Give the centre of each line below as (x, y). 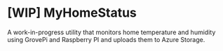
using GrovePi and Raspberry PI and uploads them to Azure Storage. (106, 39)
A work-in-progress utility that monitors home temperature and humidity (111, 32)
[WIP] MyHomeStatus (72, 13)
